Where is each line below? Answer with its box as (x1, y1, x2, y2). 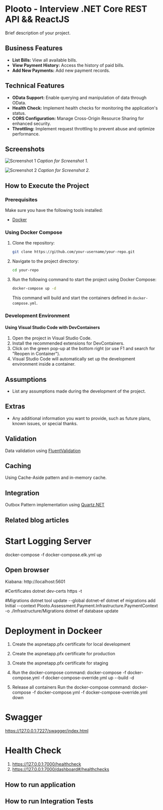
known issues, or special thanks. (12, 420, 78, 426)
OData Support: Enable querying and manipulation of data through (12, 94, 147, 101)
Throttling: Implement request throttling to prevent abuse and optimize (12, 125, 155, 131)
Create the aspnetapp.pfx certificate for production (12, 651, 116, 657)
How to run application (5, 780, 76, 789)
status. (12, 110, 26, 116)
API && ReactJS (5, 14, 70, 25)
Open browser (5, 565, 50, 574)
